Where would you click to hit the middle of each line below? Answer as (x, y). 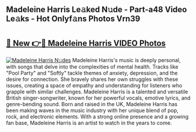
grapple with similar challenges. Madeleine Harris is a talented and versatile (97, 92)
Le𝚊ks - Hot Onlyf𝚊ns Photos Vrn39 (73, 19)
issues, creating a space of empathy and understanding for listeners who (94, 85)
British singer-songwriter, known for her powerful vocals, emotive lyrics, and (98, 98)
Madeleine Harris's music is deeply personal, (126, 60)
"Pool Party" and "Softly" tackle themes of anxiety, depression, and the (92, 73)
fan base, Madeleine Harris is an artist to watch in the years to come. (89, 123)
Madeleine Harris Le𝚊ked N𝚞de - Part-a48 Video (97, 10)
